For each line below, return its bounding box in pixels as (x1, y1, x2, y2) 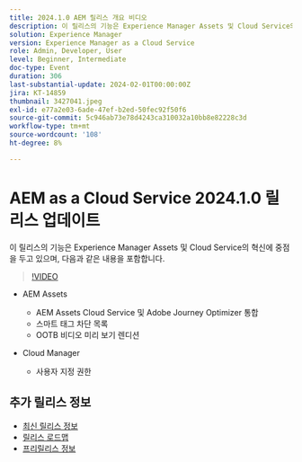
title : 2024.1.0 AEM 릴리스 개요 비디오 (9, 13, 148, 22)
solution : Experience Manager (9, 30, 123, 39)
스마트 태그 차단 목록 (35, 318, 109, 329)
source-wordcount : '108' (9, 130, 102, 139)
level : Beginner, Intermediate (9, 55, 127, 64)
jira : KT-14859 (9, 88, 67, 97)
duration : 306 (9, 72, 63, 81)
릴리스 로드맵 (22, 431, 69, 442)
